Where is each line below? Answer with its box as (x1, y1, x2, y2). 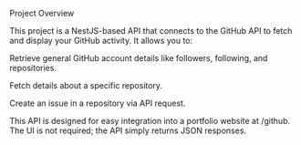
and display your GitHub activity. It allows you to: (9, 36, 193, 46)
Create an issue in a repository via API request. (9, 98, 186, 109)
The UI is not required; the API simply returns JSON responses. (9, 125, 247, 136)
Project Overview (9, 8, 75, 18)
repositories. (9, 63, 57, 73)
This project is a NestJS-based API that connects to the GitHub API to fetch (9, 26, 293, 36)
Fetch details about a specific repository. (9, 80, 162, 90)
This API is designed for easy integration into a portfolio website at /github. (9, 116, 290, 126)
